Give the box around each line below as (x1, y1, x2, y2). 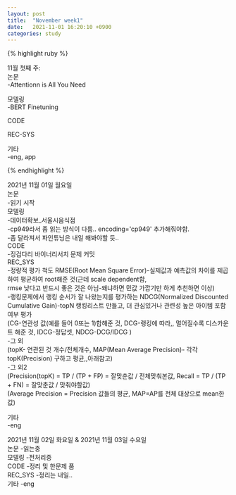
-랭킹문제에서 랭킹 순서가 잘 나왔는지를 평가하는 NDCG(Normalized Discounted (7, 293, 229, 301)
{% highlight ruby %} (7, 49, 68, 58)
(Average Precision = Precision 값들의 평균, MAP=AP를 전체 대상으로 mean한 (7, 389, 225, 398)
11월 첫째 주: (7, 64, 41, 73)
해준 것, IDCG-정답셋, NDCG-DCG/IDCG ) (14, 328, 132, 337)
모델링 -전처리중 (7, 453, 52, 462)
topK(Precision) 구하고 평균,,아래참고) (7, 354, 113, 363)
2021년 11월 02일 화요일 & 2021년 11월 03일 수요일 (7, 436, 147, 444)
